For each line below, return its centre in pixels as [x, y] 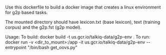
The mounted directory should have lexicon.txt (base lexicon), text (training [83, 22]
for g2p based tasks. [26, 12]
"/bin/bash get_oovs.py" [52, 47]
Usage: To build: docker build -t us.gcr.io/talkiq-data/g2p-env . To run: [78, 37]
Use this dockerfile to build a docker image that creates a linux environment [83, 7]
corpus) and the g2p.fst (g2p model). [43, 27]
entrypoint [16, 47]
